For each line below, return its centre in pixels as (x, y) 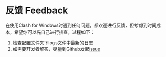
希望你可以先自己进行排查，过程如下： (54, 32)
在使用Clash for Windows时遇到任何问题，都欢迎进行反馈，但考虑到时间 (81, 25)
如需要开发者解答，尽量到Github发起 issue (56, 49)
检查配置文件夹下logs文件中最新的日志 (53, 42)
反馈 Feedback (37, 10)
